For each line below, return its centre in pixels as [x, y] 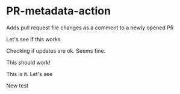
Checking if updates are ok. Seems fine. [56, 51]
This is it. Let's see [29, 74]
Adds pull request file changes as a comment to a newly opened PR [90, 28]
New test [17, 86]
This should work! [29, 62]
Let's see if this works [34, 39]
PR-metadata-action [59, 11]
